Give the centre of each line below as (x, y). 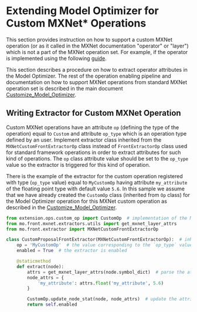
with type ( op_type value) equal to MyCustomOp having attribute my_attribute (97, 182)
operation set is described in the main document (64, 88)
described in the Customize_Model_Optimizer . (62, 207)
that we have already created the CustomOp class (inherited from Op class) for (98, 194)
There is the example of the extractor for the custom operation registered (94, 176)
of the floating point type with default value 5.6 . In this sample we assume (95, 189)
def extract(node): (40, 266)
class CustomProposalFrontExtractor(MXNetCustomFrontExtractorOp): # (94, 240)
